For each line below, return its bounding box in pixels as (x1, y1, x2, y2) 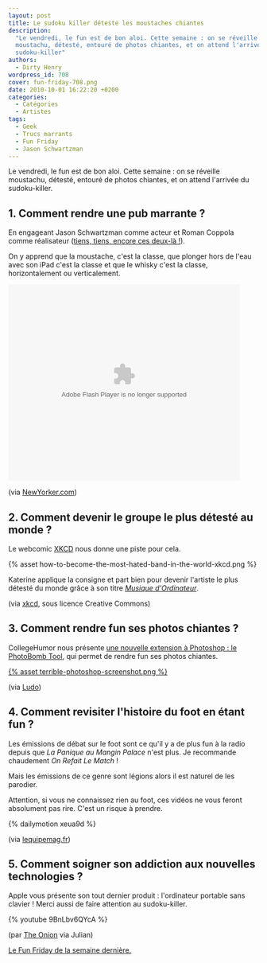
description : (8, 26, 52, 34)
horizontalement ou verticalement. (8, 268, 121, 279)
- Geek (15, 123, 37, 131)
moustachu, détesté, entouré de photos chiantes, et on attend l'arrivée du (8, 175, 250, 185)
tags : (8, 115, 26, 123)
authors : (8, 57, 37, 64)
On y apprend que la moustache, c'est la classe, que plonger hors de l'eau (8, 251, 252, 261)
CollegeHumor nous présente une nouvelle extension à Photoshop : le (8, 642, 237, 653)
